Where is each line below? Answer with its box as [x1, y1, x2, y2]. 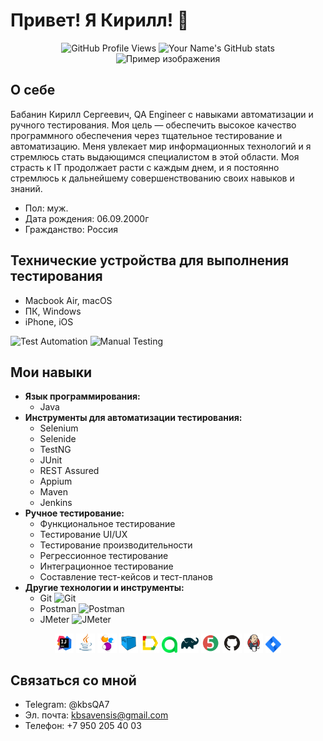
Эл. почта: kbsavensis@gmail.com [24, 709, 169, 721]
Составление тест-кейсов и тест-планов [39, 571, 213, 583]
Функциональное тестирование [39, 518, 176, 530]
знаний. [10, 182, 43, 194]
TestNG [39, 444, 72, 456]
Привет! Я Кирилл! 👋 [10, 9, 190, 32]
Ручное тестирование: [24, 507, 125, 519]
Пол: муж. [24, 202, 69, 214]
